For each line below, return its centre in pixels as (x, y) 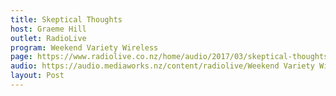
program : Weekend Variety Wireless (84, 47)
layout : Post (37, 76)
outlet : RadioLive (48, 38)
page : (21, 57)
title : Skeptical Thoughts (66, 19)
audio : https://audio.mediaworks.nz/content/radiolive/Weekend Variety (162, 66)
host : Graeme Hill (48, 29)
